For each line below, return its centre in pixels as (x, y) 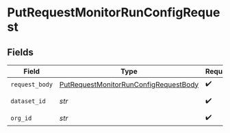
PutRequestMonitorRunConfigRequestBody (129, 85)
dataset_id (28, 101)
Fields (21, 52)
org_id (21, 118)
